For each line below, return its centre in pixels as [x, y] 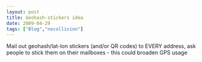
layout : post [23, 12]
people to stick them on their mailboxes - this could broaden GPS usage [97, 53]
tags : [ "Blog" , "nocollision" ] [45, 29]
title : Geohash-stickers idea [45, 18]
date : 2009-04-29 [28, 23]
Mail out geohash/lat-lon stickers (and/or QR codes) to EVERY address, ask [101, 46]
